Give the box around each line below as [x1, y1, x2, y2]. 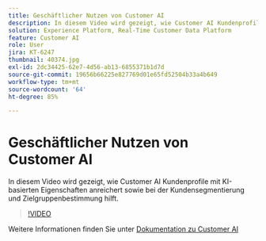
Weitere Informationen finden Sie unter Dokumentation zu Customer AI [8, 224, 239, 234]
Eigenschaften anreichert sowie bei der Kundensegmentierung [40, 186, 245, 195]
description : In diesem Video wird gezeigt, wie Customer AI [8, 19, 215, 27]
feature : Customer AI [8, 33, 80, 42]
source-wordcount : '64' [8, 85, 87, 94]
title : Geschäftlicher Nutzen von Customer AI [8, 11, 165, 20]
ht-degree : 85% [8, 93, 59, 101]
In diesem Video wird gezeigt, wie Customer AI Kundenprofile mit [8, 177, 221, 186]
